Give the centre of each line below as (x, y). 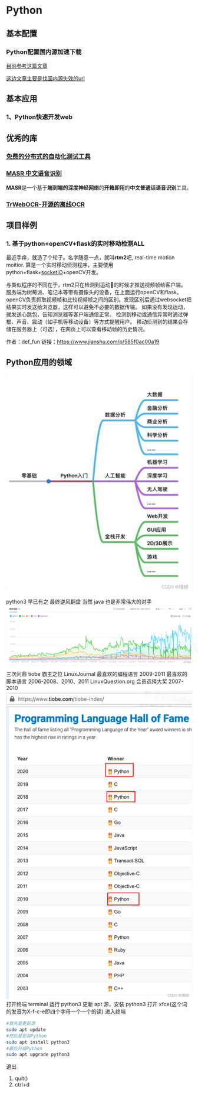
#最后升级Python (24, 1048)
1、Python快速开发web (39, 117)
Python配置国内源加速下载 (44, 52)
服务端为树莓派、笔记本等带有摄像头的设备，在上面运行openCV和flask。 (94, 292)
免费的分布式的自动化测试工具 (49, 156)
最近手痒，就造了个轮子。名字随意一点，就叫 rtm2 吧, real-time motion (90, 258)
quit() (21, 1078)
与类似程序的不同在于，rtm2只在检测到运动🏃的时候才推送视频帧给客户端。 (96, 285)
